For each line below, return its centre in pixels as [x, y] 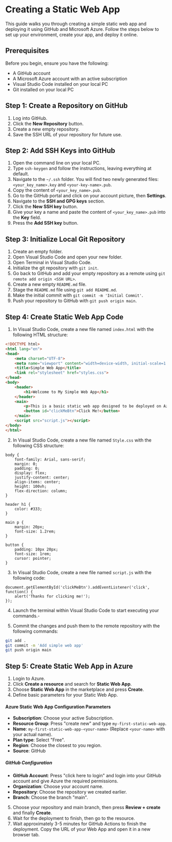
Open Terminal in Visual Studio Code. [52, 263]
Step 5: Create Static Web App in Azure [69, 666]
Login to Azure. [29, 679]
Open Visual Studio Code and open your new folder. [68, 257]
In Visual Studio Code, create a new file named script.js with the [82, 572]
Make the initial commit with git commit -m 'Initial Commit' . [78, 295]
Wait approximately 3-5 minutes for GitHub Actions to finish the [80, 824]
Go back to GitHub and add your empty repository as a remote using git [89, 273]
